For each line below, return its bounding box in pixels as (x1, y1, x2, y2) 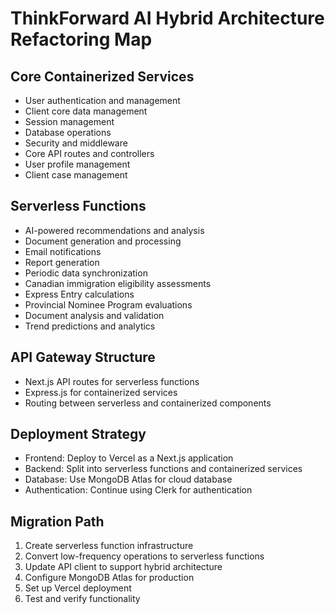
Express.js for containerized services (24, 386, 178, 398)
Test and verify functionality (24, 593, 141, 605)
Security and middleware (24, 137, 128, 149)
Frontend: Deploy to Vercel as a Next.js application (24, 452, 234, 464)
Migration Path (10, 513, 105, 530)
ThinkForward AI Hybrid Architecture (10, 7, 325, 30)
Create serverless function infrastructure (24, 540, 194, 552)
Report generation (24, 256, 100, 268)
